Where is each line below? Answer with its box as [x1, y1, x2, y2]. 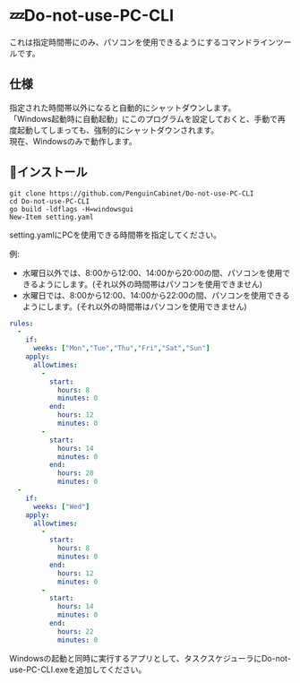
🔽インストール [9, 165, 88, 180]
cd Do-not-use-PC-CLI [9, 196, 90, 206]
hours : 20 [56, 469, 94, 478]
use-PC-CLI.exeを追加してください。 [9, 664, 147, 675]
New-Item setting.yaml [9, 212, 94, 221]
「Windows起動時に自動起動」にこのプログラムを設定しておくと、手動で [9, 113, 278, 124]
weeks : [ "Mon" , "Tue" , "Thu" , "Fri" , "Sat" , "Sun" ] [32, 344, 210, 353]
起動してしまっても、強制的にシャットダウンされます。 [16, 125, 219, 135]
